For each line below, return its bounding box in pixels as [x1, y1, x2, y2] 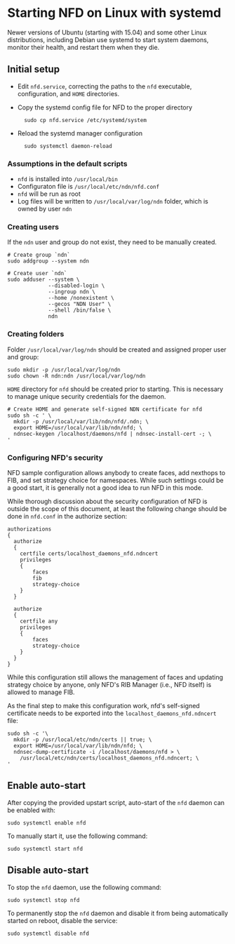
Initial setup [7, 63, 60, 75]
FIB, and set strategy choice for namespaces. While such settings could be [7, 476, 224, 484]
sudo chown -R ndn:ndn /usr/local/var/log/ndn [7, 372, 146, 380]
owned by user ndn [17, 205, 72, 213]
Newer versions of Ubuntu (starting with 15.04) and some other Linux [7, 28, 207, 36]
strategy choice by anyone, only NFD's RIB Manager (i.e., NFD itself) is [7, 680, 212, 689]
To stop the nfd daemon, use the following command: [7, 883, 162, 891]
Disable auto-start [7, 865, 89, 877]
